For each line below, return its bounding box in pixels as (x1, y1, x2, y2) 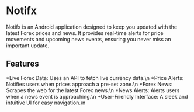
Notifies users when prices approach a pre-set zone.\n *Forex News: (6, 80, 173, 87)
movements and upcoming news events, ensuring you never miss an (6, 36, 171, 43)
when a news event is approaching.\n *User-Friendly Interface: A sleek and (6, 93, 188, 100)
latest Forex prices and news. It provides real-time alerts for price (6, 29, 164, 36)
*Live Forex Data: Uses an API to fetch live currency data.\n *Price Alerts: (6, 74, 184, 81)
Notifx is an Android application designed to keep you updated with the (6, 23, 177, 30)
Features (6, 59, 39, 69)
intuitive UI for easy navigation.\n (6, 99, 86, 106)
